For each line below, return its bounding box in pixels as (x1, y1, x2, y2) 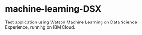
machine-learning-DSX (5, 3, 101, 14)
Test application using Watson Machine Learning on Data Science (5, 19, 138, 25)
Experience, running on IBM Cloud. (5, 24, 76, 30)
